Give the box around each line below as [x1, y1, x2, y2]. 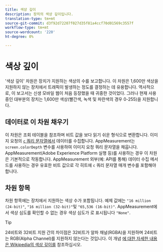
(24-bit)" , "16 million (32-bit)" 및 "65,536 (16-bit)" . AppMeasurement [5, 204, 154, 210]
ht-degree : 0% [5, 35, 34, 39]
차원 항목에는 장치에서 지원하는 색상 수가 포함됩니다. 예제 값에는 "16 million [5, 198, 151, 203]
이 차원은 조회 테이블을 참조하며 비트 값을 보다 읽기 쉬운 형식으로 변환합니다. [5, 132, 149, 138]
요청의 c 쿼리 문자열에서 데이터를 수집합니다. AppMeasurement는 [10, 138, 135, 144]
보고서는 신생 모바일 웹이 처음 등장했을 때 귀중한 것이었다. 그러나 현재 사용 [16, 90, 157, 96]
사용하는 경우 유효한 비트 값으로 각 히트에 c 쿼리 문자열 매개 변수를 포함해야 [14, 162, 157, 168]
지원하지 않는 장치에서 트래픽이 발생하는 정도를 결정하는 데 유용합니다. [5, 84, 138, 90]
